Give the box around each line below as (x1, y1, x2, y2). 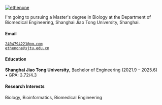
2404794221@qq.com (5, 42, 43, 47)
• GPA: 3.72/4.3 (5, 72, 37, 78)
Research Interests (5, 83, 45, 89)
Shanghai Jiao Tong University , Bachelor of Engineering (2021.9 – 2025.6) (5, 67, 158, 73)
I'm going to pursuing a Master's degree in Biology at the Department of (5, 14, 151, 20)
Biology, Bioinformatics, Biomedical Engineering (5, 94, 102, 100)
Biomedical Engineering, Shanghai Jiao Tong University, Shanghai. (5, 20, 140, 25)
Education (5, 56, 27, 62)
